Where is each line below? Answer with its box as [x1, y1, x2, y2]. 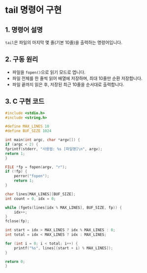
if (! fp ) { [5, 169, 28, 174]
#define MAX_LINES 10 [5, 124, 50, 129]
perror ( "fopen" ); [14, 174, 50, 179]
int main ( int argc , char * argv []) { [5, 137, 80, 142]
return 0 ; [5, 259, 26, 264]
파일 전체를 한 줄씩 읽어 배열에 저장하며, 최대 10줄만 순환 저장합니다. [12, 75, 143, 81]
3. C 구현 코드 [5, 97, 45, 106]
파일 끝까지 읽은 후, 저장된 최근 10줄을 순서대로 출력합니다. [12, 82, 124, 87]
